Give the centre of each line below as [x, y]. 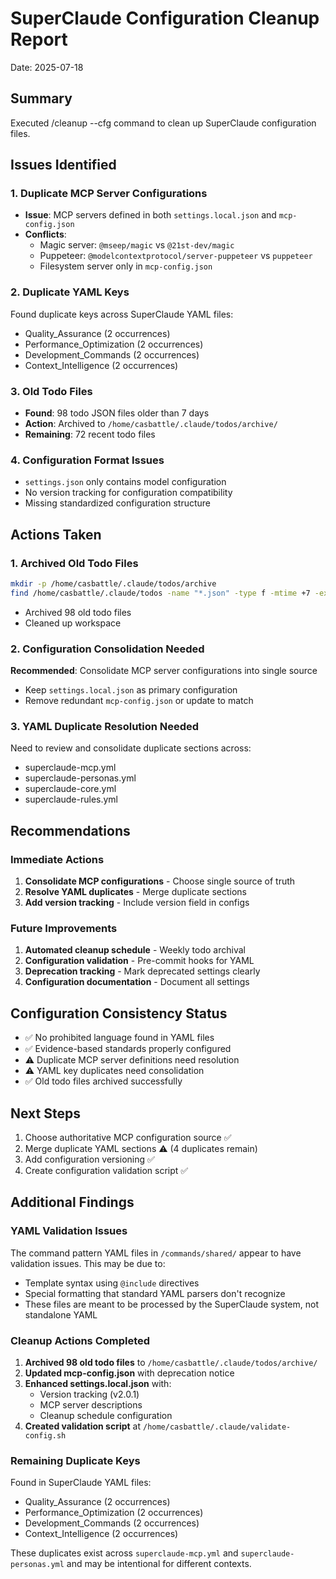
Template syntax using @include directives [112, 1283]
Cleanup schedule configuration [106, 1415]
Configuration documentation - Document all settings [137, 982]
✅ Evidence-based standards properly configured [128, 1049]
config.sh [45, 1435]
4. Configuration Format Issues [87, 460]
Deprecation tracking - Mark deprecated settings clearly [142, 971]
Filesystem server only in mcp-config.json [126, 266]
